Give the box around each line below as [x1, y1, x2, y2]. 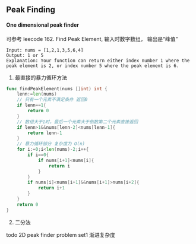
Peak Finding [6, 5, 55, 15]
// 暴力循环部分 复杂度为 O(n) [17, 141, 85, 147]
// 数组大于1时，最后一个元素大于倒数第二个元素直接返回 [17, 119, 138, 125]
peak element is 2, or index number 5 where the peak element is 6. [6, 62, 179, 69]
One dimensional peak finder [6, 21, 79, 28]
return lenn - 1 [27, 130, 62, 136]
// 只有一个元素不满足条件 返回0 [17, 97, 88, 103]
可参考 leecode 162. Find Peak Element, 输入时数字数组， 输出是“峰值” [6, 35, 178, 42]
